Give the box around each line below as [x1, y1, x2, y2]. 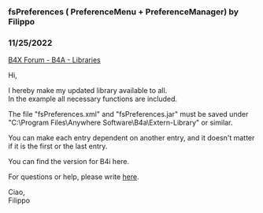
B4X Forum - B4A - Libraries [8, 55, 101, 65]
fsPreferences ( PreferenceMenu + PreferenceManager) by [8, 6, 239, 17]
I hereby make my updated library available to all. [8, 86, 168, 95]
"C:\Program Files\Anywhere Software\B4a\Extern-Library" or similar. [8, 118, 233, 128]
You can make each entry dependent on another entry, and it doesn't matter [8, 133, 255, 143]
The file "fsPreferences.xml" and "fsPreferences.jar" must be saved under [8, 110, 249, 119]
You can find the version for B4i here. [8, 157, 130, 166]
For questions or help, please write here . [8, 172, 139, 181]
